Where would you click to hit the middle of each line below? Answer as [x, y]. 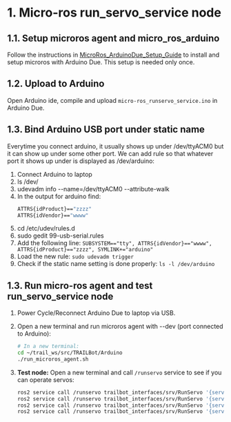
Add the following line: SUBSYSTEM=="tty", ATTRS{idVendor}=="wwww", [114, 243]
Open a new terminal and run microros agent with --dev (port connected [120, 327]
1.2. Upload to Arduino [56, 84]
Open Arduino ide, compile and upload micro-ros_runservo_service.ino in [112, 100]
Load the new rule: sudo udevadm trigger [76, 256]
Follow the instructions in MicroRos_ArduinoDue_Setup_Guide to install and [113, 55]
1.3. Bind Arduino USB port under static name [106, 130]
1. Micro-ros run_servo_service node [114, 13]
